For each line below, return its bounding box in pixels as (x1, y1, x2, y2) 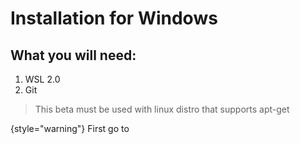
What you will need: (10, 47, 137, 64)
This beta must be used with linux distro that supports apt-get (34, 103, 290, 115)
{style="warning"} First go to (10, 123, 130, 134)
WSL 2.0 (24, 73, 61, 85)
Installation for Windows (10, 7, 218, 30)
